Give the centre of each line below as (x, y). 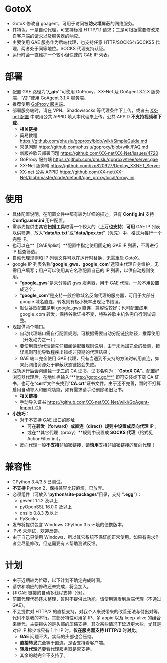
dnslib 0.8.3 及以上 (39, 513)
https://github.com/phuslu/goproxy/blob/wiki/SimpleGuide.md (84, 141)
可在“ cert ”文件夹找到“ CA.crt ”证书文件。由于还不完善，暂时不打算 (93, 383)
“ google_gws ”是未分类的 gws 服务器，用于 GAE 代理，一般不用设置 (90, 283)
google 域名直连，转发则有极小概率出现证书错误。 (71, 301)
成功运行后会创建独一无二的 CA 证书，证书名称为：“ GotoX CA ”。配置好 (86, 371)
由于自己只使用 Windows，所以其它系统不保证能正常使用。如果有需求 (84, 537)
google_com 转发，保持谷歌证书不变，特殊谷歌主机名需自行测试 (86, 314)
